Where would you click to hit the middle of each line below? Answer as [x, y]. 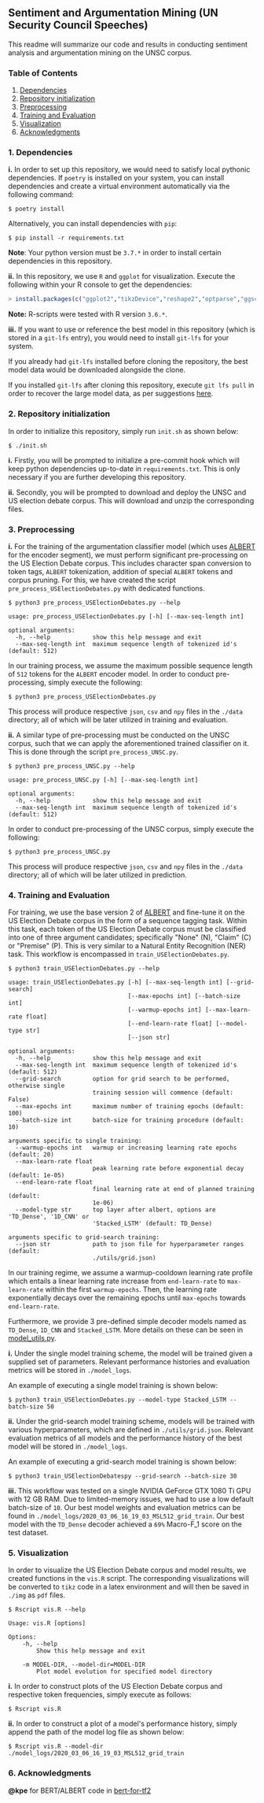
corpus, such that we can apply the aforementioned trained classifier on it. [129, 743]
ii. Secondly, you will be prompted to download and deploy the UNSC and [127, 492]
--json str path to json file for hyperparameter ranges [130, 1245]
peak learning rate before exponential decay [168, 1169]
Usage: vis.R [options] [47, 1623]
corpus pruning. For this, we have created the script [92, 580]
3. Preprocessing [41, 529]
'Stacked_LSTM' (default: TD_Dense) [152, 1224]
